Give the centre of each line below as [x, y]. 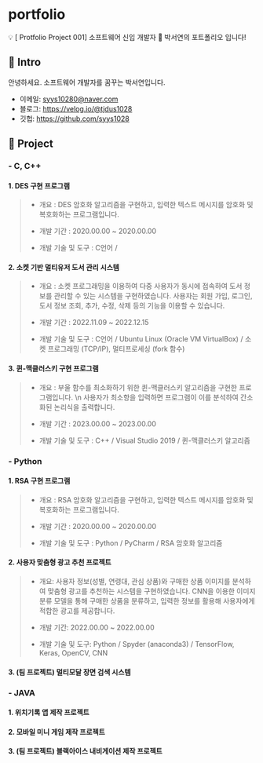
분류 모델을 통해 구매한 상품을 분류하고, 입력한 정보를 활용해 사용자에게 [147, 601]
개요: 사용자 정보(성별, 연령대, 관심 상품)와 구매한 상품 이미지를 [135, 581]
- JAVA [22, 692]
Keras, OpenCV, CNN [73, 653]
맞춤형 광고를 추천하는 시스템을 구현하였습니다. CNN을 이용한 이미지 [152, 591]
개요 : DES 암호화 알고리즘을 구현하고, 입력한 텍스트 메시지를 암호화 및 [146, 205]
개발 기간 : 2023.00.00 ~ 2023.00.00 [98, 423]
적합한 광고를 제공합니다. [77, 611]
